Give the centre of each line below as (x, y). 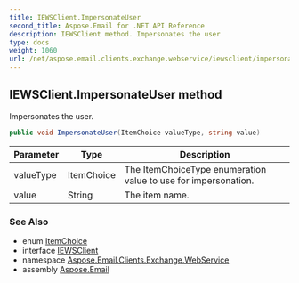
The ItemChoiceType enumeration (195, 169)
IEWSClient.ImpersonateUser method (116, 95)
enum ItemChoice (55, 240)
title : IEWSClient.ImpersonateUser (75, 17)
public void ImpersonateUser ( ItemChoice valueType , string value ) (135, 133)
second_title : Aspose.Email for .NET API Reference (107, 26)
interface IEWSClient (60, 250)
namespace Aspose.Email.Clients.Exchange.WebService (125, 260)
